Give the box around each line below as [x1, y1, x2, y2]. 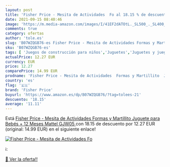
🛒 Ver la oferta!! [5, 156, 38, 162]
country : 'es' [5, 78, 35, 83]
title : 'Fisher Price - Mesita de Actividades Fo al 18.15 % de [5, 12, 146, 17]
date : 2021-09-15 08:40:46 [5, 17, 62, 22]
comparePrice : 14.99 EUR [5, 69, 58, 74]
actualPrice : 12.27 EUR [5, 54, 56, 60]
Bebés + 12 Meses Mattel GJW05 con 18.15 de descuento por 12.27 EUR [5, 121, 155, 127]
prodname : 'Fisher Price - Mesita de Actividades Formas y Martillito [5, 73, 159, 78]
